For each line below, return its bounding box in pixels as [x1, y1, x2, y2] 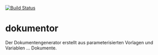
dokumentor [5, 23, 58, 34]
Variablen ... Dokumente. [5, 45, 57, 51]
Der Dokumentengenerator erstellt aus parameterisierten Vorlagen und [5, 39, 153, 45]
